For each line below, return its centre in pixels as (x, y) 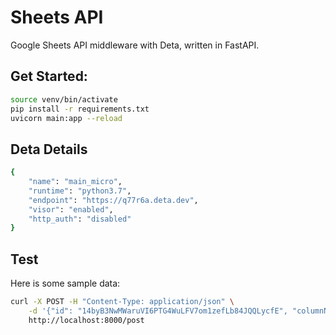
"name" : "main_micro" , (75, 182)
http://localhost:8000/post (86, 320)
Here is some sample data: (65, 283)
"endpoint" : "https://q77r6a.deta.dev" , (113, 200)
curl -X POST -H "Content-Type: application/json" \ (122, 302)
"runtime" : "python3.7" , (80, 191)
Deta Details (49, 149)
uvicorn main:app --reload (66, 118)
